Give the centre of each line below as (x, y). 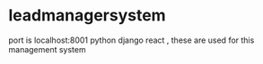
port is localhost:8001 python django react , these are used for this (131, 40)
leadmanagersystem (88, 16)
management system (47, 49)
